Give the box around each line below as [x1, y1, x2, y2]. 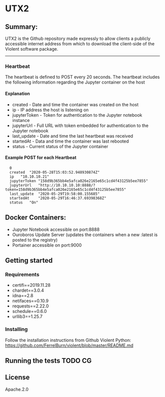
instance [12, 117, 30, 123]
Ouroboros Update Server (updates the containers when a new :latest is [12, 232, 158, 238]
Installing [5, 326, 28, 333]
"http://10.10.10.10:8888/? [38, 183, 96, 187]
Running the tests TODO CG [5, 356, 92, 365]
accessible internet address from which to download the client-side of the [5, 41, 155, 47]
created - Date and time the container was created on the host [12, 101, 139, 107]
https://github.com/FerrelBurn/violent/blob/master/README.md [5, 342, 134, 348]
